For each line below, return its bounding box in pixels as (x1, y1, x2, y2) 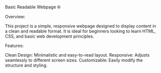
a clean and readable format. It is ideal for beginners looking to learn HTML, (5, 29, 156, 34)
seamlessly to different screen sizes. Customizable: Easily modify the (5, 58, 143, 63)
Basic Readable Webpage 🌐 (5, 4, 61, 10)
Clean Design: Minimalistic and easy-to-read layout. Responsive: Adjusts (5, 52, 150, 58)
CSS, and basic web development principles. (5, 33, 94, 39)
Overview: (5, 14, 26, 19)
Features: (5, 43, 24, 48)
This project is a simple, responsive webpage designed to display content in (5, 23, 156, 29)
